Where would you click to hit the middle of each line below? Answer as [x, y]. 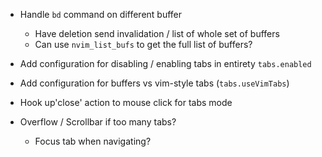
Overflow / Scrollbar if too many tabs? [98, 122]
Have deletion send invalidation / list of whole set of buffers [157, 33]
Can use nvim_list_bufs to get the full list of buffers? [143, 44]
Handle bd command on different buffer [101, 14]
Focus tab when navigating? [93, 141]
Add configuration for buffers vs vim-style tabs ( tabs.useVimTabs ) [154, 83]
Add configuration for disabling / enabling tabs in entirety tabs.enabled [165, 63]
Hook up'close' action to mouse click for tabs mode [126, 102]
